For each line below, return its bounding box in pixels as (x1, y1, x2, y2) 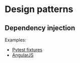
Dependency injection (5, 24, 75, 32)
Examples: (5, 37, 26, 43)
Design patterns (5, 4, 73, 15)
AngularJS (12, 52, 34, 58)
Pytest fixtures (12, 47, 43, 52)
